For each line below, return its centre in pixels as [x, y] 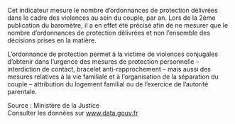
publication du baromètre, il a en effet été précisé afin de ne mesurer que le [118, 25]
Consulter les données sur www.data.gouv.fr [73, 113]
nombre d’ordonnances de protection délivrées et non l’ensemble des [109, 33]
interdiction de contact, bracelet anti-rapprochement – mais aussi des [109, 69]
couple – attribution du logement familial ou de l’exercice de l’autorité [108, 84]
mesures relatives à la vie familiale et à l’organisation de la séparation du [113, 77]
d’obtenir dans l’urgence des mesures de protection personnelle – [103, 62]
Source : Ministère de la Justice [54, 105]
